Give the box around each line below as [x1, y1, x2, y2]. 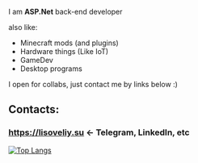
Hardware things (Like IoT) [19, 47, 109, 56]
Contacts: [8, 102, 60, 116]
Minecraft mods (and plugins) [19, 38, 119, 48]
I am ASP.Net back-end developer [8, 7, 123, 16]
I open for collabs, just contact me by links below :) [8, 80, 178, 89]
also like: [8, 23, 38, 31]
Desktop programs [19, 64, 82, 73]
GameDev [19, 56, 54, 65]
